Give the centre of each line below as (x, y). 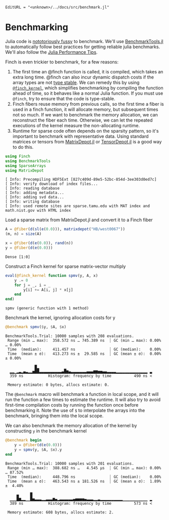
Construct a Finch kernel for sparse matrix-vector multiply (66, 266)
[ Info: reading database (32, 188)
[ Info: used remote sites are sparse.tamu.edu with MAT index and (78, 206)
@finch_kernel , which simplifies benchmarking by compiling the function (88, 88)
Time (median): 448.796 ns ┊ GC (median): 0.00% (84, 477)
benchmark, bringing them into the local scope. (54, 416)
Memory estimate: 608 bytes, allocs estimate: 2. (61, 512)
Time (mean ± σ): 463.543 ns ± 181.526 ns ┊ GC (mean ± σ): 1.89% (84, 481)
